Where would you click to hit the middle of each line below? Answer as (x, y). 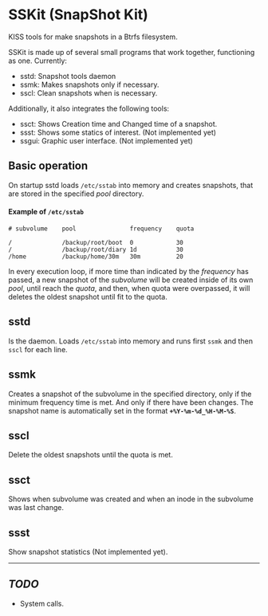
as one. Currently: (38, 61)
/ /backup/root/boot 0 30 (96, 242)
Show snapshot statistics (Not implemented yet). (88, 552)
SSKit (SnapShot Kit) (79, 15)
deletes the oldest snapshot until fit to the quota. (88, 296)
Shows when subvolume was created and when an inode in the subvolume (131, 499)
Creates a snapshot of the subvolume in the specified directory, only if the (130, 394)
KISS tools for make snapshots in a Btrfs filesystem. (93, 37)
